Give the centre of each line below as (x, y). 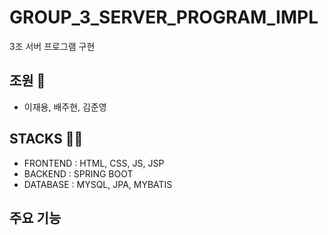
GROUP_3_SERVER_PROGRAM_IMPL (164, 17)
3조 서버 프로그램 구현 (52, 46)
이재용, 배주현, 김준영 (65, 107)
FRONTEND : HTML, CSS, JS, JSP (94, 163)
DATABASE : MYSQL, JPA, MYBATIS (98, 184)
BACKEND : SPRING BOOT (78, 173)
